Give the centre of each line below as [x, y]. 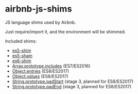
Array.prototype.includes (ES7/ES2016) [51, 66]
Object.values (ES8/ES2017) [40, 76]
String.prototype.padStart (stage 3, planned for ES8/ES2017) [73, 81]
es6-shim [22, 61]
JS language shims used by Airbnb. [41, 22]
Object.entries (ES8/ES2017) [41, 71]
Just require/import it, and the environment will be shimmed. [66, 31]
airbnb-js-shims [38, 9]
